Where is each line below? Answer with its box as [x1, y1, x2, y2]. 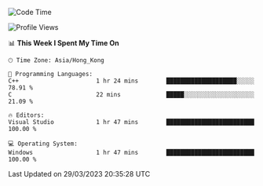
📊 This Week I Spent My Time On [8, 38, 119, 47]
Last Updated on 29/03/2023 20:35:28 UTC [8, 170, 151, 178]
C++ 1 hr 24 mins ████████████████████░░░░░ [8, 77, 255, 85]
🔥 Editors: [8, 111, 45, 119]
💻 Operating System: [8, 140, 79, 148]
